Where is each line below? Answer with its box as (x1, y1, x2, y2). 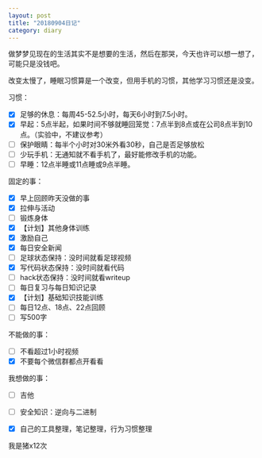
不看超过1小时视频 (19, 346, 79, 356)
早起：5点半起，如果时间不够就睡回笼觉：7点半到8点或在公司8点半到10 (19, 120, 252, 129)
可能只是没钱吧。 (8, 59, 64, 68)
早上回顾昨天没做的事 (19, 193, 90, 202)
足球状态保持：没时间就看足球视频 (19, 253, 132, 263)
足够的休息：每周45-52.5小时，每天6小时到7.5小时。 (19, 110, 192, 119)
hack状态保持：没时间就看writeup (19, 273, 131, 283)
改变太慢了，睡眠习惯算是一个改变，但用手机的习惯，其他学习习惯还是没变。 (8, 76, 259, 86)
